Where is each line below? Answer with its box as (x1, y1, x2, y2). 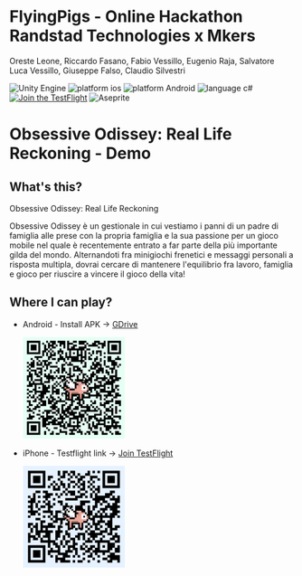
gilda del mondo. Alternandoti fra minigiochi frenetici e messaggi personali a (9, 249, 294, 260)
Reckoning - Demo (9, 143, 152, 164)
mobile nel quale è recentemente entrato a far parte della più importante (9, 240, 278, 250)
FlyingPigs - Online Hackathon (9, 6, 243, 27)
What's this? (9, 179, 83, 194)
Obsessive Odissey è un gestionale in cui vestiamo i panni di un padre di (9, 220, 278, 231)
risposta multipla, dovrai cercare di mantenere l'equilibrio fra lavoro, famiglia (9, 259, 294, 269)
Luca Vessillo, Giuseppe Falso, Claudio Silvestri (9, 65, 185, 76)
